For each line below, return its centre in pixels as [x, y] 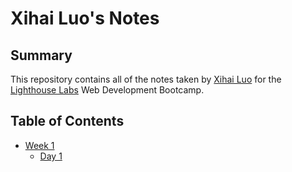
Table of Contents [67, 121]
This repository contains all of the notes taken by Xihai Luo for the [146, 79]
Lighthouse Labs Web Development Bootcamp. [107, 90]
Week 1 [39, 145]
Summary [41, 55]
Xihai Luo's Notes [85, 18]
